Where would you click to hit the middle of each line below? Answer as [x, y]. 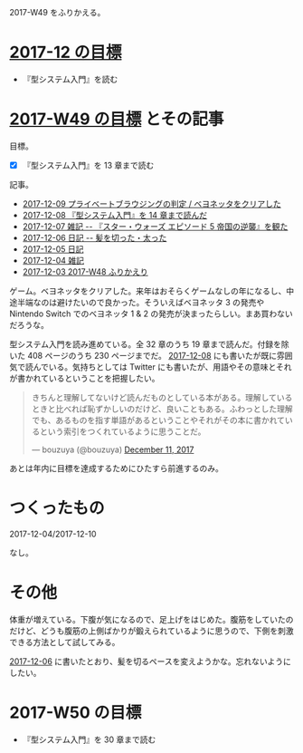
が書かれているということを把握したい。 [85, 378]
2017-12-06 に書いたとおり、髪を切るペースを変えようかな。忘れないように [151, 661]
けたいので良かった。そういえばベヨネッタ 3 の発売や [165, 302]
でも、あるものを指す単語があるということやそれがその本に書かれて [158, 420]
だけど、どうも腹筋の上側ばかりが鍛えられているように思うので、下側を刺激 [151, 631]
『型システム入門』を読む [70, 79]
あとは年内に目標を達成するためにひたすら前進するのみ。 [116, 468]
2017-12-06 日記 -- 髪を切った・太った [95, 237]
